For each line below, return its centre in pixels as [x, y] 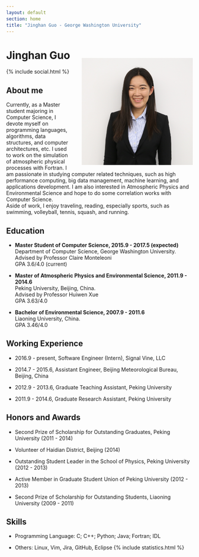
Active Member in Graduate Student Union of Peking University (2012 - [101, 479]
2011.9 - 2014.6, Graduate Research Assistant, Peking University [93, 399]
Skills [16, 522]
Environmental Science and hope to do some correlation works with [89, 193]
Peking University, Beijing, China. [55, 288]
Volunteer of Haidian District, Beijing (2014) [67, 449]
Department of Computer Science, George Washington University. [95, 251]
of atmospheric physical [36, 162]
